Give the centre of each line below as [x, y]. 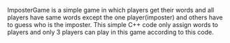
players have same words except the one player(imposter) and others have [115, 17]
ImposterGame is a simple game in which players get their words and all [111, 10]
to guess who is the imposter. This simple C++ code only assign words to [113, 25]
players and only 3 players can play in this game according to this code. [111, 32]
